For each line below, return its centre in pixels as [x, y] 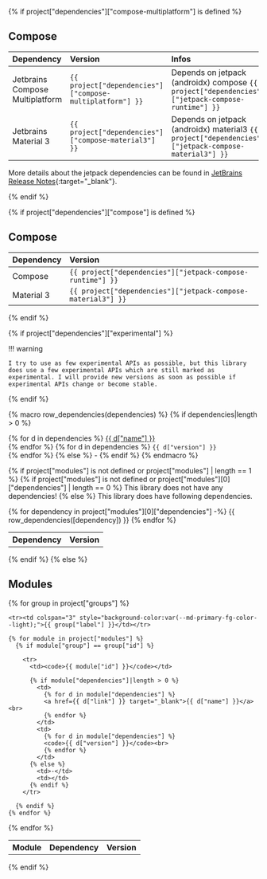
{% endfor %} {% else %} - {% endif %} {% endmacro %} [103, 455]
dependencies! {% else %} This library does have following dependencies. [130, 496]
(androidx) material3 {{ [215, 129]
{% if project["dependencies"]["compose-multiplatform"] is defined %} [125, 12]
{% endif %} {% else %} [48, 559]
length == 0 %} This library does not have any [148, 487]
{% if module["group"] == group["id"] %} [85, 646]
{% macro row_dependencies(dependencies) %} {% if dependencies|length [133, 414]
